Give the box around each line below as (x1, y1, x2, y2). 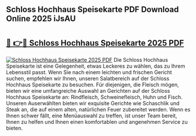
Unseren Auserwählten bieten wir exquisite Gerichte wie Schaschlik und (6, 100, 180, 107)
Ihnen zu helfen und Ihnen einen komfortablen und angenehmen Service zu (6, 118, 188, 125)
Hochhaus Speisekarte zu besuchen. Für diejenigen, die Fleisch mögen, (6, 81, 180, 88)
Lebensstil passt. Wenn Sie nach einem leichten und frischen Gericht (6, 69, 173, 75)
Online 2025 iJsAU (6, 14, 76, 24)
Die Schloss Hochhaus (114, 57, 169, 63)
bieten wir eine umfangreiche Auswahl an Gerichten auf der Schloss (6, 88, 170, 94)
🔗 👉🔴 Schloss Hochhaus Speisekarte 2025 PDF (6, 38, 184, 48)
